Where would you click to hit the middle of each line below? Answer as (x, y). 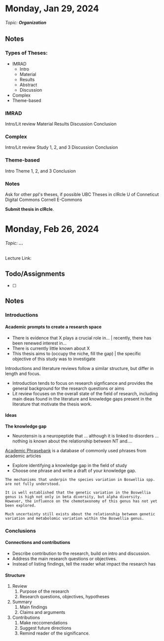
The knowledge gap (26, 426)
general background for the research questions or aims (68, 388)
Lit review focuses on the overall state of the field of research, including (85, 393)
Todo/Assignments (35, 274)
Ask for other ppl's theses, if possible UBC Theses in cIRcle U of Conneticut (82, 194)
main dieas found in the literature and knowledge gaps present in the (82, 399)
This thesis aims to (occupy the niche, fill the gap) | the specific (77, 353)
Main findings (33, 607)
